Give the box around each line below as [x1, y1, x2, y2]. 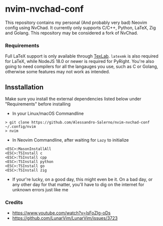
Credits [5, 199, 23, 205]
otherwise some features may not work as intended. [5, 69, 110, 75]
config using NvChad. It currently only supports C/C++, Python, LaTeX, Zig [5, 24, 156, 30]
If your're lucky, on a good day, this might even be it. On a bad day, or [12, 177, 153, 183]
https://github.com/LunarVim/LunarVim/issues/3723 [12, 215, 118, 221]
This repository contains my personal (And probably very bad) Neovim [5, 20, 147, 25]
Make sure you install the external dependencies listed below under [5, 96, 141, 102]
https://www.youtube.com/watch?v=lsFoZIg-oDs [12, 210, 111, 216]
